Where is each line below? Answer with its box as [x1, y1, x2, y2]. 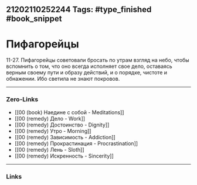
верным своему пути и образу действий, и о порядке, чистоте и [6, 69, 168, 76]
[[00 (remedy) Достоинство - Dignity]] [14, 121, 110, 128]
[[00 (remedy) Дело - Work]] [14, 115, 86, 122]
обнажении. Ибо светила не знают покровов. [6, 76, 120, 83]
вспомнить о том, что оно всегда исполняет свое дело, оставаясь [6, 63, 173, 70]
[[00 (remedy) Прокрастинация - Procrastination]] [14, 140, 138, 147]
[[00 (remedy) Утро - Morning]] [14, 127, 91, 134]
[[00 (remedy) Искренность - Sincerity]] [14, 152, 114, 159]
